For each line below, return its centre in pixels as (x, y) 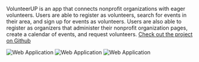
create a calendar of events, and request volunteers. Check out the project (99, 34)
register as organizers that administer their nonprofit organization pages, (97, 28)
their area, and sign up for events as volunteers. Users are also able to (94, 21)
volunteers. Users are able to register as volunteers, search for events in (96, 15)
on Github (19, 41)
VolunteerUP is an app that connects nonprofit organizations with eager (96, 9)
